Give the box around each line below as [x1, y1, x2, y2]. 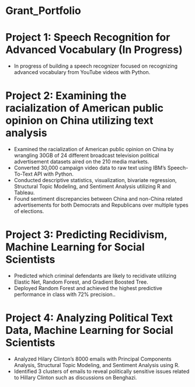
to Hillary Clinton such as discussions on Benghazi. [13, 374, 137, 381]
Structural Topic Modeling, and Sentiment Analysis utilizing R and [13, 183, 171, 190]
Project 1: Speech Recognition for [5, 31, 170, 44]
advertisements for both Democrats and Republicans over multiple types [13, 201, 189, 208]
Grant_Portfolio [5, 4, 81, 18]
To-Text [13, 170, 33, 177]
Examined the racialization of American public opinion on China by [13, 146, 174, 153]
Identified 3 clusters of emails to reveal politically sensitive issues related [13, 368, 190, 375]
